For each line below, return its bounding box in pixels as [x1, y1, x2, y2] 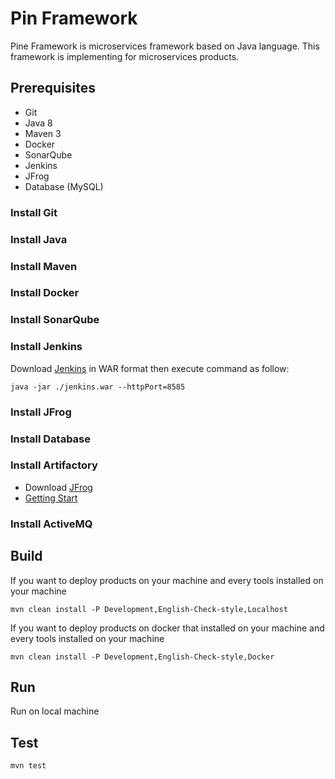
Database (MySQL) [24, 180, 104, 192]
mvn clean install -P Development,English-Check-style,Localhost [10, 604, 288, 614]
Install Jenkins [10, 340, 83, 354]
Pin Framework [10, 7, 138, 30]
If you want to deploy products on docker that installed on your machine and [10, 622, 325, 634]
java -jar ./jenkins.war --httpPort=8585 [10, 382, 186, 392]
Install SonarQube [10, 313, 100, 327]
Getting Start [24, 492, 78, 504]
